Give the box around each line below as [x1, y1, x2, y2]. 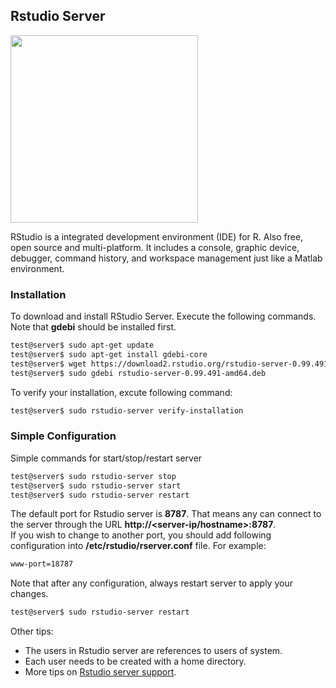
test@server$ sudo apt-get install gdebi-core [10, 349, 208, 359]
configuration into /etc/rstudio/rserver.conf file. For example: [10, 540, 267, 552]
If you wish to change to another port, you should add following [10, 529, 272, 541]
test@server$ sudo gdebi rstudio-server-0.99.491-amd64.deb [10, 368, 267, 378]
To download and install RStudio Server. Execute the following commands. [10, 310, 317, 323]
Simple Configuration [10, 429, 117, 443]
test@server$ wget [10, 359, 87, 369]
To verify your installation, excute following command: [10, 386, 233, 398]
